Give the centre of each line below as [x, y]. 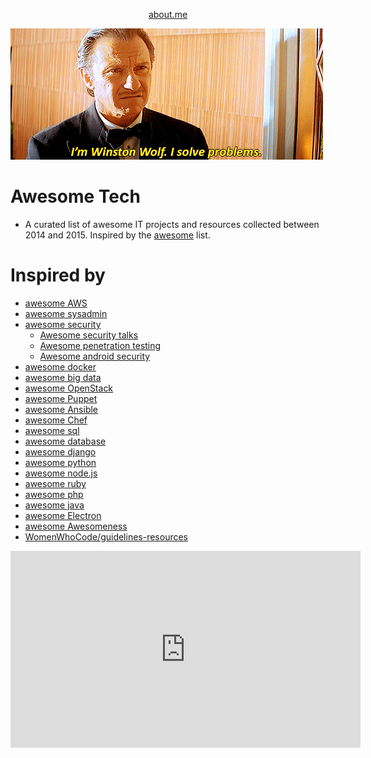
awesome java [54, 505]
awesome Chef [56, 420]
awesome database [65, 441]
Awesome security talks [89, 335]
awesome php [54, 494]
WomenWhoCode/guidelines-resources [106, 536]
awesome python [60, 462]
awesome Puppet [61, 398]
